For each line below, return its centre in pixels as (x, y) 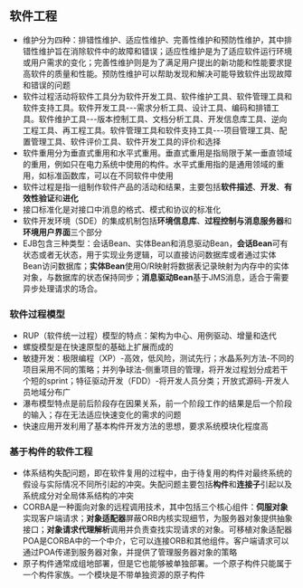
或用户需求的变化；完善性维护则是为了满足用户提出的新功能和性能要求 (153, 62)
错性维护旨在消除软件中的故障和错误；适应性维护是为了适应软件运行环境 (157, 51)
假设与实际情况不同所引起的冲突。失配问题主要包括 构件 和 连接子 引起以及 (157, 484)
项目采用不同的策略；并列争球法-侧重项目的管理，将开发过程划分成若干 (155, 370)
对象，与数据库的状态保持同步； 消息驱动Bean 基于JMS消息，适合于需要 (156, 277)
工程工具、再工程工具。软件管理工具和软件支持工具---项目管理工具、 (151, 130)
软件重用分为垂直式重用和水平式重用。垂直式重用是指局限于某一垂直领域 (157, 153)
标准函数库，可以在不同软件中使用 (110, 175)
